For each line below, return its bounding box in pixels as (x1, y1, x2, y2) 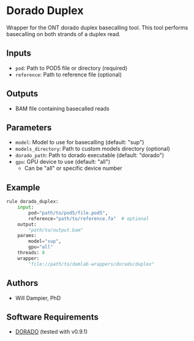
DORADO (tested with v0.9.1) (15, 328, 88, 335)
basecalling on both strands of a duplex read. (6, 30, 121, 37)
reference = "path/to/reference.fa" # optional (28, 215, 149, 222)
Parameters (6, 122, 52, 133)
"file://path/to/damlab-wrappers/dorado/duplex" (28, 261, 155, 267)
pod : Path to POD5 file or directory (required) (15, 64, 128, 71)
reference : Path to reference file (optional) (15, 71, 122, 78)
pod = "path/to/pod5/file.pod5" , (28, 210, 108, 216)
